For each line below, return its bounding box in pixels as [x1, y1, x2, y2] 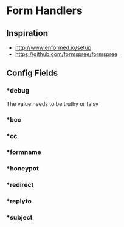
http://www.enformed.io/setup [15, 44, 92, 51]
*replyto [6, 197, 32, 206]
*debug [6, 86, 30, 95]
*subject [6, 214, 33, 222]
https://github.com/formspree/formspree [15, 51, 118, 58]
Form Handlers [6, 4, 83, 18]
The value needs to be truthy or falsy [6, 100, 99, 107]
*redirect [6, 181, 34, 189]
